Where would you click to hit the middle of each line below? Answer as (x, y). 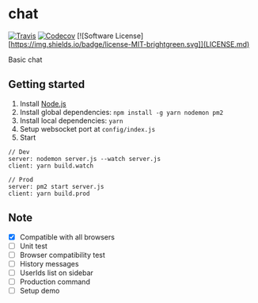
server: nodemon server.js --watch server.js (84, 159)
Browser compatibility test (62, 255)
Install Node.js (43, 103)
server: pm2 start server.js (56, 186)
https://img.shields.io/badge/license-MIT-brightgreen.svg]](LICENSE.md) (130, 44)
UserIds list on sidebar (56, 272)
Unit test (33, 246)
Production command (55, 282)
